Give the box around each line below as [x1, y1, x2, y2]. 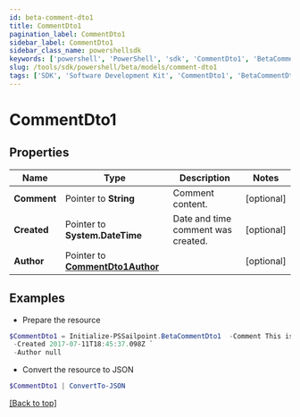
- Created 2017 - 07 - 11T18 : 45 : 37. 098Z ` [12, 340, 154, 349]
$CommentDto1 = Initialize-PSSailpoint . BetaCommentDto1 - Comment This [9, 331, 281, 340]
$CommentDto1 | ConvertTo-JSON [9, 381, 126, 391]
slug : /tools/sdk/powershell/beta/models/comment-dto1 [9, 63, 218, 72]
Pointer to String [65, 192, 136, 204]
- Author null [12, 348, 62, 357]
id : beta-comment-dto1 [9, 13, 94, 22]
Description [179, 171, 230, 184]
